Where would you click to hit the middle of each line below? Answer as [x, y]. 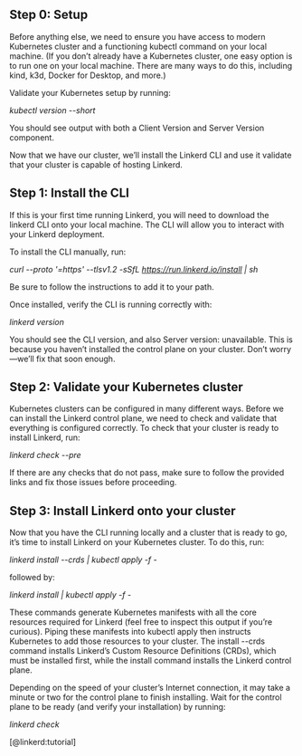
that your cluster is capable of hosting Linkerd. [96, 164]
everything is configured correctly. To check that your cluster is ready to [144, 428]
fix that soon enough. [75, 359]
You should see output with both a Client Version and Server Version [137, 128]
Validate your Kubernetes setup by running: [90, 92]
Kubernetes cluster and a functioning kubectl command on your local [138, 46]
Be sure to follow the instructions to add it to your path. [112, 287]
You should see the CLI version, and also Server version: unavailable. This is [151, 340]
